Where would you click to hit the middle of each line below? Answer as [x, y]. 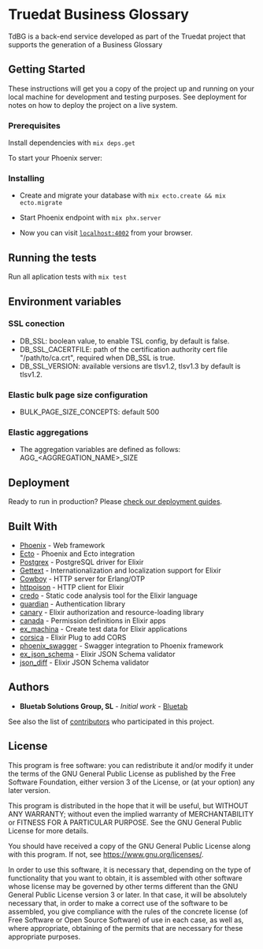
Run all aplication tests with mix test [68, 276]
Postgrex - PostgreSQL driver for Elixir [81, 562]
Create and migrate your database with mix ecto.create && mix [122, 195]
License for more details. [48, 830]
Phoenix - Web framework [62, 546]
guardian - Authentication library [72, 604]
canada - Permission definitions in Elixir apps [93, 621]
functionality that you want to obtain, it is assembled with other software [125, 878]
